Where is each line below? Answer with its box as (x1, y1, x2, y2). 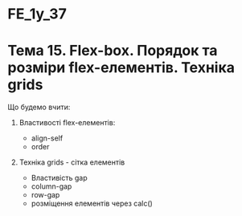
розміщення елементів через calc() (31, 198, 154, 209)
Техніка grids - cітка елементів (18, 157, 125, 167)
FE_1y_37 (7, 5, 68, 23)
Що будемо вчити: (7, 102, 71, 112)
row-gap (31, 190, 60, 200)
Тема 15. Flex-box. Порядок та (7, 42, 218, 60)
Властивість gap (31, 173, 88, 183)
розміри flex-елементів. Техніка (7, 59, 235, 77)
